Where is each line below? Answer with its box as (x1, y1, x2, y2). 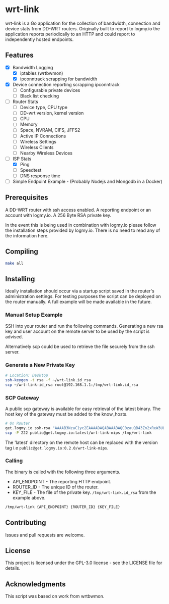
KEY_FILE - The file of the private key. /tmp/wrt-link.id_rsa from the (12, 489, 156, 495)
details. (5, 565, 21, 571)
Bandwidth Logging (12, 64, 53, 70)
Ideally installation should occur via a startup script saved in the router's (5, 288, 154, 294)
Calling (5, 457, 23, 464)
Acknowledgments (5, 580, 66, 588)
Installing (5, 274, 35, 283)
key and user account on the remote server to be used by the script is (5, 328, 150, 334)
